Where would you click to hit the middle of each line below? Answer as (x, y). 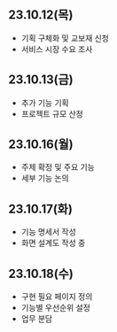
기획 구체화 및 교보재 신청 (65, 38)
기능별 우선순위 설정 (55, 308)
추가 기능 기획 (45, 103)
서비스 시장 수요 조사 (57, 49)
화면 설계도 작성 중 (53, 243)
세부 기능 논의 (45, 178)
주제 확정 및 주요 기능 (58, 167)
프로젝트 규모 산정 (52, 113)
